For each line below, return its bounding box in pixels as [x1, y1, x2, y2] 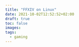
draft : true [5, 16, 30, 21]
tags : [5, 30, 16, 35]
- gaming [9, 35, 28, 40]
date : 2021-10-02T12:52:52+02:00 [5, 12, 75, 17]
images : [5, 25, 21, 30]
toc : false [5, 21, 28, 26]
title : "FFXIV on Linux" [5, 7, 57, 12]
